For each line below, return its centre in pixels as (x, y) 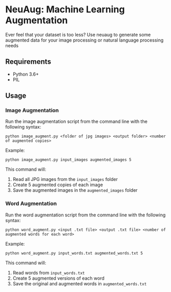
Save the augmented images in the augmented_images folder (75, 190)
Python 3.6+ (26, 74)
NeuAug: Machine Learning (65, 10)
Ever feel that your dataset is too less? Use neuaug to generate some (78, 34)
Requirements (28, 62)
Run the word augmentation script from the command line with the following (85, 215)
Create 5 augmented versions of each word (59, 278)
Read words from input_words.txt (49, 272)
